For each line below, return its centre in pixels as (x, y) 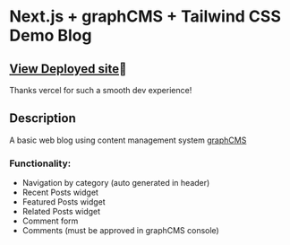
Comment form (50, 221)
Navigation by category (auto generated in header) (116, 183)
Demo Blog (51, 35)
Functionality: (40, 163)
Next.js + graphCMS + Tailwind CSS (145, 17)
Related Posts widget (61, 212)
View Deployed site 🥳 (68, 69)
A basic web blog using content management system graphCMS (128, 140)
